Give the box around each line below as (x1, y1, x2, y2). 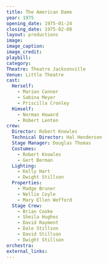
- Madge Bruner (17, 186, 56, 192)
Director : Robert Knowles (12, 129, 78, 135)
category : (6, 60, 32, 66)
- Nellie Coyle (17, 191, 56, 197)
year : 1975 (6, 15, 34, 21)
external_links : (6, 248, 48, 254)
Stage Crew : (12, 203, 43, 209)
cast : (6, 77, 20, 83)
